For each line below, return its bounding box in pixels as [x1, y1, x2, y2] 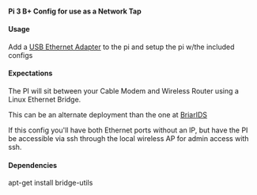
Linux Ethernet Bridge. [8, 95, 81, 104]
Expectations [8, 68, 53, 78]
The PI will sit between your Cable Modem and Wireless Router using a [8, 86, 240, 95]
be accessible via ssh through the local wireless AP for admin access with [8, 134, 249, 143]
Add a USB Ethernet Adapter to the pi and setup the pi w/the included [8, 42, 235, 52]
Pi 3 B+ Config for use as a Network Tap [8, 6, 142, 16]
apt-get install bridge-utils [8, 178, 93, 188]
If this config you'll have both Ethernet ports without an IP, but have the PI [8, 125, 248, 135]
